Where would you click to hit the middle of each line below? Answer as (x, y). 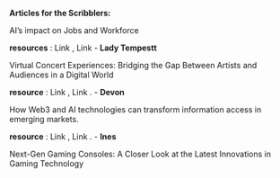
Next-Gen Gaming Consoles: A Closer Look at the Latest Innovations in (140, 154)
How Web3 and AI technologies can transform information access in (136, 110)
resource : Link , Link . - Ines (63, 137)
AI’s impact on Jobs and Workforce (74, 30)
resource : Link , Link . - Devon (67, 92)
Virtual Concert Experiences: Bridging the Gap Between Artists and (133, 65)
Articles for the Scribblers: (60, 13)
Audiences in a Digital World (61, 75)
